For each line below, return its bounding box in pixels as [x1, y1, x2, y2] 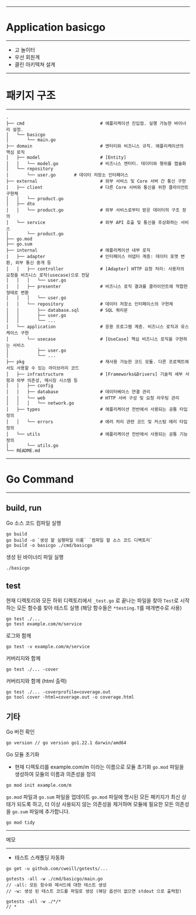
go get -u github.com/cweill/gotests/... [6, 866, 108, 872]
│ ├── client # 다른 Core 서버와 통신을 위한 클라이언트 [6, 184, 189, 190]
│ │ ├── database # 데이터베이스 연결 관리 [6, 388, 150, 395]
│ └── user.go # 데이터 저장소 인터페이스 [6, 172, 129, 178]
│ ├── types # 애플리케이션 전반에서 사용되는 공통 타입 [6, 406, 188, 412]
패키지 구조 [6, 89, 56, 102]
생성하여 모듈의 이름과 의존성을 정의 [14, 770, 96, 778]
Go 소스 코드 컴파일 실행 [6, 519, 61, 527]
